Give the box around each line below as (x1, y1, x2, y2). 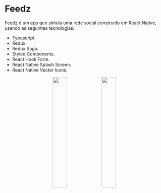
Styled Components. (12, 51, 55, 57)
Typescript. (12, 35, 36, 41)
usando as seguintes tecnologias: (5, 25, 75, 31)
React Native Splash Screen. (12, 61, 72, 68)
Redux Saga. (12, 45, 39, 51)
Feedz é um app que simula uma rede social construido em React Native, (5, 20, 157, 26)
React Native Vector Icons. (12, 67, 68, 73)
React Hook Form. (12, 56, 50, 62)
